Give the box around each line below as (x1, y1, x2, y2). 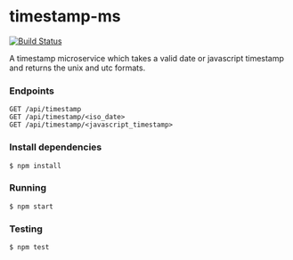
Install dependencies (9, 141, 102, 153)
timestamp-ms (9, 6, 121, 27)
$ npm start (9, 202, 53, 211)
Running (9, 182, 47, 194)
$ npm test (9, 243, 50, 252)
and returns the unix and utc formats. (9, 62, 146, 73)
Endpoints (9, 85, 55, 97)
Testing (9, 223, 43, 235)
